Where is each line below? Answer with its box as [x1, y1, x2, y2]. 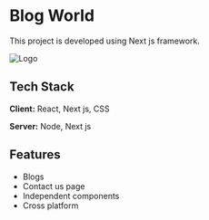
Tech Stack [9, 79, 75, 95]
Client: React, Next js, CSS [9, 103, 111, 114]
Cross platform [22, 200, 79, 211]
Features [9, 147, 61, 163]
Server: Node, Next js [9, 120, 92, 131]
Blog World [9, 5, 95, 26]
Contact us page [22, 180, 85, 191]
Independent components [22, 190, 120, 201]
